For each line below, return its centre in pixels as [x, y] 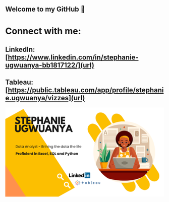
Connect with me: [43, 31]
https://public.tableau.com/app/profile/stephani [86, 90]
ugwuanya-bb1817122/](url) [50, 65]
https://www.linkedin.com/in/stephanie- [73, 57]
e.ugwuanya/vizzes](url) [45, 98]
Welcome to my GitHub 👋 [45, 9]
